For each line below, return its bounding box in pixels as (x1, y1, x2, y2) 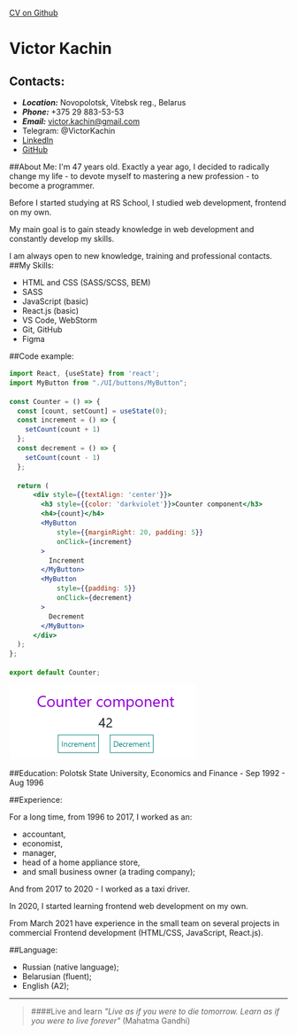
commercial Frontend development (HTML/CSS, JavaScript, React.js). (9, 927, 263, 938)
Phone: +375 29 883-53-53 (21, 106, 125, 117)
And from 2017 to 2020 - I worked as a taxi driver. (9, 883, 190, 894)
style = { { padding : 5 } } (56, 584, 137, 593)
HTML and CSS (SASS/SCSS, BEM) (21, 277, 151, 287)
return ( (17, 481, 49, 490)
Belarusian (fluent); (21, 970, 93, 982)
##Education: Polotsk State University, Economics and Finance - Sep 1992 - (9, 767, 286, 778)
